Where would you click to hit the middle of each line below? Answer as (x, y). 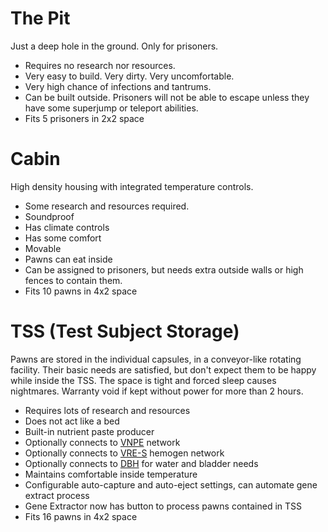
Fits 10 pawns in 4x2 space (81, 291)
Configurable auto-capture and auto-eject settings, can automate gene (171, 484)
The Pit (40, 18)
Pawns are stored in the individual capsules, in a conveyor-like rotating (156, 359)
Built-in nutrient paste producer (89, 431)
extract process (57, 495)
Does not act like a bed (72, 421)
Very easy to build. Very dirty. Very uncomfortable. (129, 76)
